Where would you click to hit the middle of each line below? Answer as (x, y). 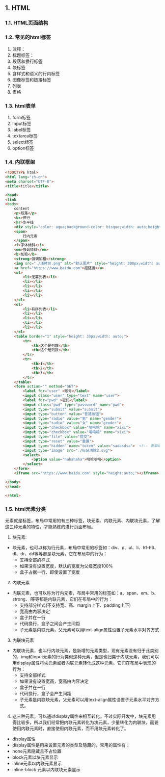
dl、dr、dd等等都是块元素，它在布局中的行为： (60, 553)
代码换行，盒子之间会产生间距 (50, 623)
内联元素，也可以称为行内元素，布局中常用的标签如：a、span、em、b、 (85, 593)
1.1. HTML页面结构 (27, 23)
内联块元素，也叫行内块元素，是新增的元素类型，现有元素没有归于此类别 (85, 650)
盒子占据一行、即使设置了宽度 (50, 572)
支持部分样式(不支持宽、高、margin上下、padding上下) (75, 605)
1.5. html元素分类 (26, 509)
